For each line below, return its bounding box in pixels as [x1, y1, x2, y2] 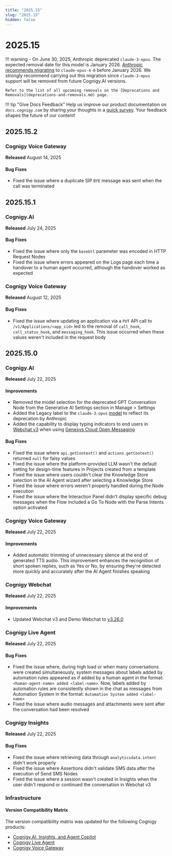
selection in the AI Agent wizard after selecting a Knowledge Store [12, 477, 153, 483]
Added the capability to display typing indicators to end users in [12, 421, 148, 427]
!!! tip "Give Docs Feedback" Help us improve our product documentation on [5, 101, 167, 108]
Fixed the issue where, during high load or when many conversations [12, 664, 159, 670]
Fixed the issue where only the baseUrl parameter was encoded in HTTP [12, 248, 166, 254]
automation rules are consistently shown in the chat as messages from [12, 685, 163, 692]
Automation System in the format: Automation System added [12, 691, 138, 697]
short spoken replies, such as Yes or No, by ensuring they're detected [12, 563, 161, 569]
